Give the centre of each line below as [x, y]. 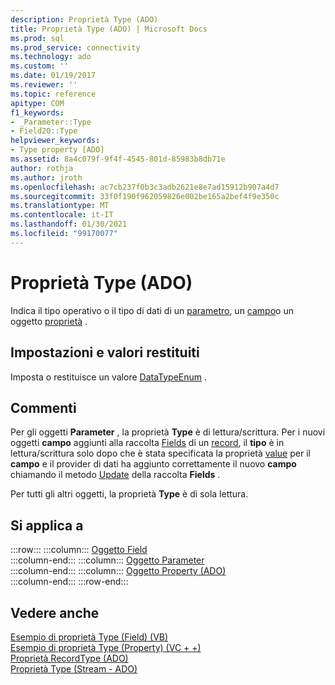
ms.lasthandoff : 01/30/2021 [69, 224]
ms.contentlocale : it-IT [62, 215]
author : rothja [42, 168]
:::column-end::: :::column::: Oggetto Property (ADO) [118, 571]
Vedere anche [55, 612]
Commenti [43, 407]
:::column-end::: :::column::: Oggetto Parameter [107, 560]
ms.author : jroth [46, 177]
